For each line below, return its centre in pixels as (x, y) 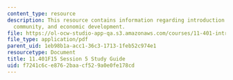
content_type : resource (42, 14)
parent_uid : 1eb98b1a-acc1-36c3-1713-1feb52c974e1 (82, 46)
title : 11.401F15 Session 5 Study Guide (67, 59)
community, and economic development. (70, 26)
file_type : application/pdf (48, 40)
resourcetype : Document (42, 53)
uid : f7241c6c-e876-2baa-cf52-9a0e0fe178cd (71, 65)
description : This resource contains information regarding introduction (116, 20)
